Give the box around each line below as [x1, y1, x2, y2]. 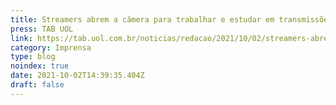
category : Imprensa [10, 42, 92, 53]
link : [10, 33, 33, 43]
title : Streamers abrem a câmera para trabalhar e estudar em [10, 14, 275, 25]
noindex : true [10, 61, 70, 71]
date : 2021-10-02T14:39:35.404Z [10, 71, 145, 81]
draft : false [10, 80, 65, 90]
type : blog [10, 52, 56, 62]
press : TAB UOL [10, 24, 74, 34]
